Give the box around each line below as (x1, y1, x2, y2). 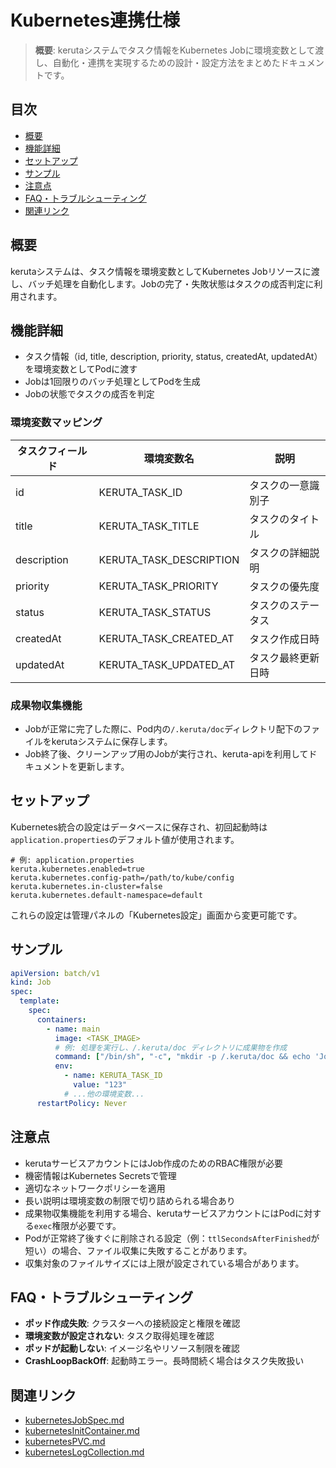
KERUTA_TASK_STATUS (98, 605, 212, 619)
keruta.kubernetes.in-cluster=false (10, 881, 163, 891)
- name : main (46, 1024, 101, 1034)
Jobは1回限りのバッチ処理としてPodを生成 (24, 376, 201, 388)
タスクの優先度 (249, 579, 320, 593)
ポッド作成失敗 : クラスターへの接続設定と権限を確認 (24, 1317, 241, 1330)
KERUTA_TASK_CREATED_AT (98, 631, 235, 645)
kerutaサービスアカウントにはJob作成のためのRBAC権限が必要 (24, 1157, 283, 1169)
